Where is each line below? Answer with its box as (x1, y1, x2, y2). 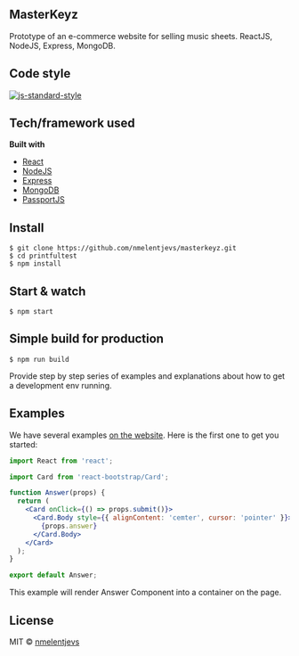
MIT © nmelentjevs (9, 636, 80, 647)
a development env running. (9, 380, 112, 390)
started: (9, 439, 38, 449)
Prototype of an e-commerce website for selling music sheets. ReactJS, (9, 30, 273, 41)
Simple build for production (9, 332, 165, 347)
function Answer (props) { (9, 488, 105, 497)
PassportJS (21, 194, 65, 205)
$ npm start (9, 307, 53, 316)
